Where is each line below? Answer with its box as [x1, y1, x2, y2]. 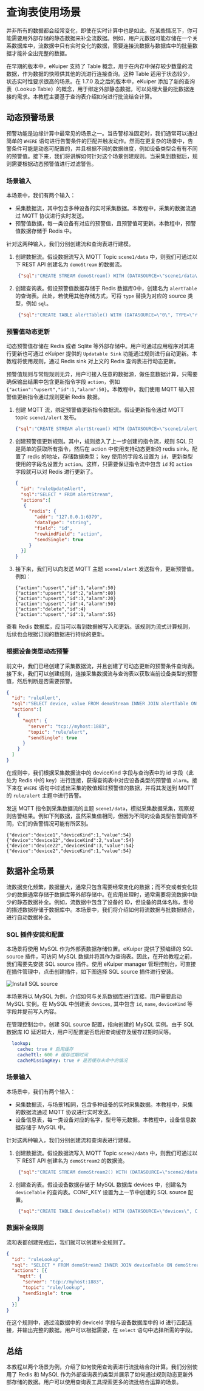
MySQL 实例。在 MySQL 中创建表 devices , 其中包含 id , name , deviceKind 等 [6, 1000, 193, 1007]
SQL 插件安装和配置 [6, 930, 64, 938]
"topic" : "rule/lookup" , [22, 1285, 86, 1291]
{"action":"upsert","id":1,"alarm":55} [15, 612, 117, 618]
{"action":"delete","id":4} [15, 606, 86, 612]
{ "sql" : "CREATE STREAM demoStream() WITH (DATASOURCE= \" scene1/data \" [18, 273, 200, 279]
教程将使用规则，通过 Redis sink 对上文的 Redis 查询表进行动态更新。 [6, 358, 180, 365]
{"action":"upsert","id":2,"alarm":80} [15, 590, 117, 596]
